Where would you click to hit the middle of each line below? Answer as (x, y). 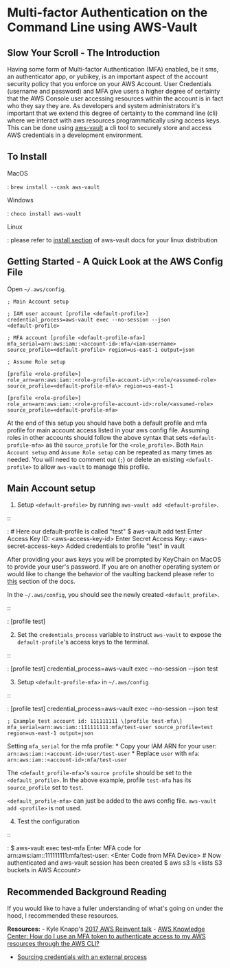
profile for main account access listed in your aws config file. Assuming (108, 430)
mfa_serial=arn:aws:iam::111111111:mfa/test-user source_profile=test (110, 728)
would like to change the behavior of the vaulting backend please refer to (111, 574)
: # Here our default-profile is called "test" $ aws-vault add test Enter (105, 532)
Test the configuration (48, 821)
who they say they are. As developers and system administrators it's (104, 106)
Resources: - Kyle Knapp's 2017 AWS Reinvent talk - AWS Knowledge (106, 929)
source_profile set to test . (45, 788)
